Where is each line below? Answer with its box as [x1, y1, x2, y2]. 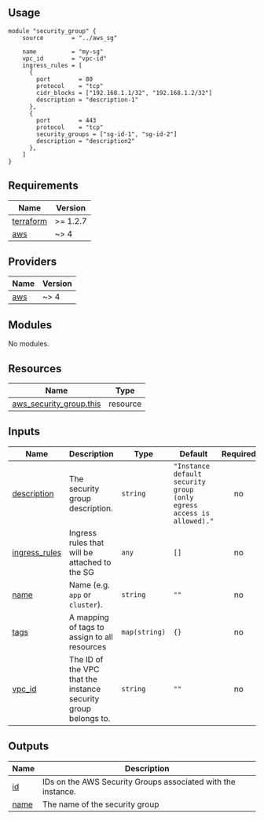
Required [221, 448, 257, 459]
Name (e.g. [69, 579, 110, 590]
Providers [8, 255, 57, 269]
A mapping [69, 612, 110, 623]
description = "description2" [36, 137, 135, 145]
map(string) [121, 628, 167, 636]
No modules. [8, 339, 49, 349]
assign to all [69, 631, 114, 642]
